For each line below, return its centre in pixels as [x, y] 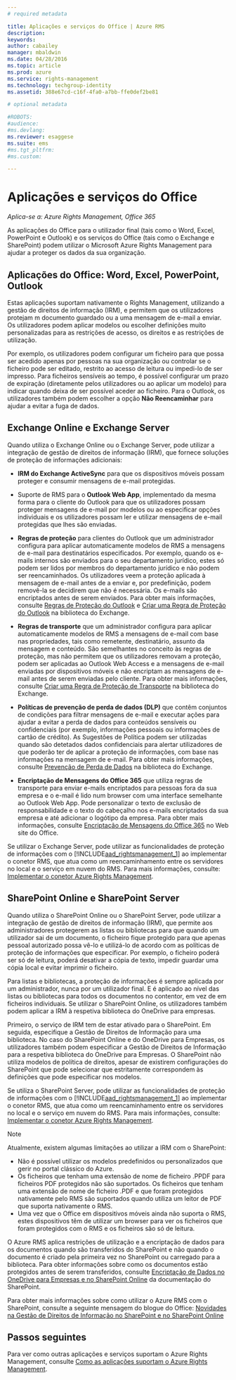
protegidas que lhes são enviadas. [67, 524]
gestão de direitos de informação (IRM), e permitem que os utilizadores [111, 310]
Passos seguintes [47, 1337]
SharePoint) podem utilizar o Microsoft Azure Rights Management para [110, 245]
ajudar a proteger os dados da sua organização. [77, 253]
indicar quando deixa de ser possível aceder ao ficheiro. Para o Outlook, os [116, 391]
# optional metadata [38, 105]
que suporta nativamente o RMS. [65, 1206]
